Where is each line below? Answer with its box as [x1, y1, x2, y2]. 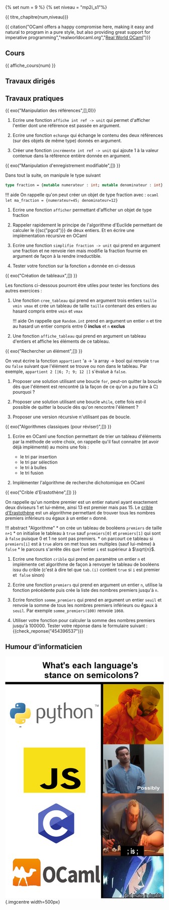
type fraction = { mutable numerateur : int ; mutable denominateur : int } [5, 183, 163, 188]
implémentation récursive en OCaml [12, 233, 87, 239]
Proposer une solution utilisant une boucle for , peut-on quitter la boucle [12, 378, 162, 384]
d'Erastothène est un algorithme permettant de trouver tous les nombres [5, 509, 155, 515]
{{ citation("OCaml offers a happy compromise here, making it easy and [5, 24, 153, 30]
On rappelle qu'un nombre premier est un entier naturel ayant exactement [5, 499, 158, 505]
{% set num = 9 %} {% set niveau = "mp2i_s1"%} [5, 5, 107, 10]
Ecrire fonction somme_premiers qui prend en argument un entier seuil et [12, 596, 162, 603]
